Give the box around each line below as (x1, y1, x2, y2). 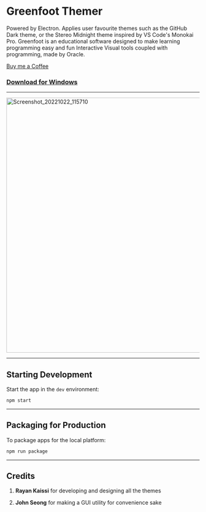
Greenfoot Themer (6, 4, 103, 18)
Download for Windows (6, 78, 78, 86)
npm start (6, 397, 32, 404)
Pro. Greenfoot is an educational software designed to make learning (6, 37, 180, 45)
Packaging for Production (6, 420, 106, 431)
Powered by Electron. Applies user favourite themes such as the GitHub (6, 24, 188, 32)
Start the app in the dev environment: (6, 386, 99, 393)
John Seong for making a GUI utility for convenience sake (15, 499, 162, 506)
